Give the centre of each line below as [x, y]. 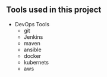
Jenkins [33, 37]
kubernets [36, 62]
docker [32, 56]
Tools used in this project [54, 10]
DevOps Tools [32, 24]
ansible [32, 50]
